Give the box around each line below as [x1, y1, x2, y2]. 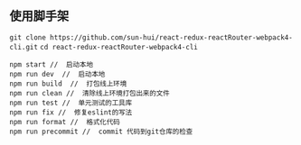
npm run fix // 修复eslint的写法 [9, 107, 133, 117]
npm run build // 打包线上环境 [9, 79, 127, 88]
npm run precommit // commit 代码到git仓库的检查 [9, 127, 193, 136]
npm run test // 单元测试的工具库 [9, 98, 133, 107]
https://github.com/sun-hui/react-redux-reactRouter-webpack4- [49, 32, 294, 42]
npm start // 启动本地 [9, 59, 93, 69]
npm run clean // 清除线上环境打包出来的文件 [9, 88, 170, 97]
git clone [9, 32, 47, 42]
